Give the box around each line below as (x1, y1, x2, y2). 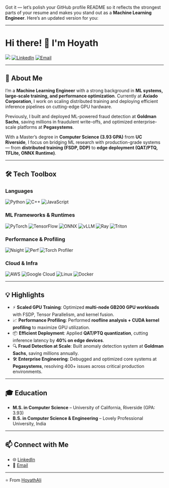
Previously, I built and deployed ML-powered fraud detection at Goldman (5, 113, 157, 119)
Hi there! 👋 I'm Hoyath (5, 37, 99, 49)
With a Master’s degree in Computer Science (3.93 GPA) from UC (5, 134, 142, 140)
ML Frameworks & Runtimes (5, 211, 75, 219)
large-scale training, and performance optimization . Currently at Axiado (5, 93, 158, 99)
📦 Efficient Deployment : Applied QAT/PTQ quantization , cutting (12, 330, 148, 336)
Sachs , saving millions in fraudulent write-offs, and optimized (5, 119, 133, 125)
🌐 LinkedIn (12, 456, 35, 462)
